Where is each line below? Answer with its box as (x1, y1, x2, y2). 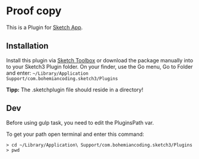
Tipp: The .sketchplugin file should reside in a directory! (6, 86, 144, 93)
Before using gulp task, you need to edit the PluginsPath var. (6, 119, 154, 126)
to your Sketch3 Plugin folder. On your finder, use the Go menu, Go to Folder (6, 63, 193, 70)
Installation (6, 41, 49, 51)
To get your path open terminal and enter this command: (6, 131, 144, 138)
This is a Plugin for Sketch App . (6, 24, 83, 31)
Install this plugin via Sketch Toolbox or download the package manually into (6, 56, 194, 63)
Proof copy (6, 4, 62, 18)
